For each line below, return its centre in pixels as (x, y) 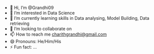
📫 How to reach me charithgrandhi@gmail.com (58, 34)
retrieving (19, 23)
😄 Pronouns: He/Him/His (36, 41)
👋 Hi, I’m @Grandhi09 (32, 8)
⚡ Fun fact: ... (23, 47)
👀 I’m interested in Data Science (42, 13)
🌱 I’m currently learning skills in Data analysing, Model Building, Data (79, 18)
